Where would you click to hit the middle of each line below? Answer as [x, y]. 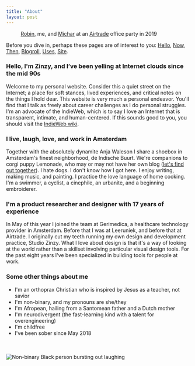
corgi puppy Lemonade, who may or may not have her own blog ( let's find [95, 164]
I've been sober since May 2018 [53, 333]
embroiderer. [22, 189]
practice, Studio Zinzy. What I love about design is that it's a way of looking [96, 243]
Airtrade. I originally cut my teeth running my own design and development [96, 237]
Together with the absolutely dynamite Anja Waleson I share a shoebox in [94, 152]
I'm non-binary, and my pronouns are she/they [70, 302]
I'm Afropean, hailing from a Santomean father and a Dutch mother [95, 308]
